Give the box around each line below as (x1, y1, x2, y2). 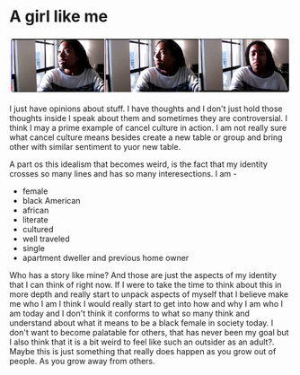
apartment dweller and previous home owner (22, 252, 190, 263)
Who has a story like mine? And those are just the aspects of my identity (9, 269, 277, 280)
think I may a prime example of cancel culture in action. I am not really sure (9, 122, 287, 133)
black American (22, 195, 81, 205)
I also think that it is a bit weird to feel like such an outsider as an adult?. (9, 336, 275, 347)
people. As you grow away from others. (9, 355, 155, 366)
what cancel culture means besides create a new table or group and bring (9, 132, 283, 143)
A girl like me (9, 6, 109, 27)
